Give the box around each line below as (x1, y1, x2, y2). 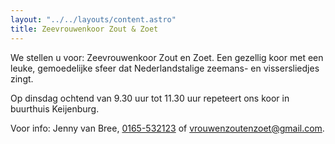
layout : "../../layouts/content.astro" (10, 14, 177, 25)
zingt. (10, 72, 34, 85)
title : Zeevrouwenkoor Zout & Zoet (10, 24, 159, 34)
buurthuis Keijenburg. (10, 102, 100, 115)
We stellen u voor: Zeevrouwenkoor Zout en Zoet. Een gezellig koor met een (10, 51, 324, 63)
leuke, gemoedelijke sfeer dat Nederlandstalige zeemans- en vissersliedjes (10, 62, 320, 74)
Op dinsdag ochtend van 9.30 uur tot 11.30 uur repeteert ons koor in (10, 92, 290, 104)
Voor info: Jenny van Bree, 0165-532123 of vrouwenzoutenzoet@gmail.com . (10, 122, 325, 134)
